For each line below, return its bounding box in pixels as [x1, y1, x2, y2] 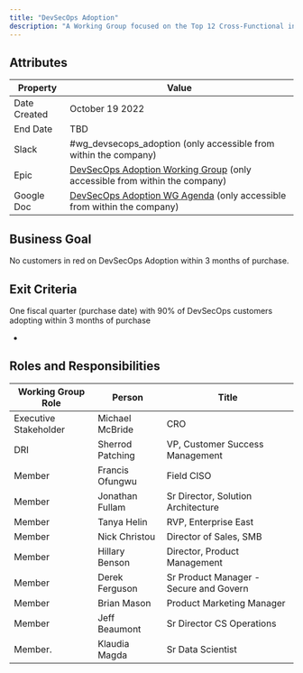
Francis [97, 464, 129, 476]
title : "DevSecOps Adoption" [9, 13, 119, 23]
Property [17, 82, 57, 95]
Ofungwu [97, 475, 138, 487]
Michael [97, 411, 132, 424]
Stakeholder [14, 423, 66, 436]
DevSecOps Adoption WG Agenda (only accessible [69, 189, 287, 202]
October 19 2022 [69, 103, 145, 115]
